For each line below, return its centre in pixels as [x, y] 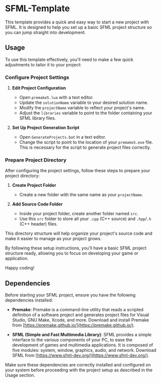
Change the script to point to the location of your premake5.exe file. [86, 142]
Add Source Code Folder [37, 204]
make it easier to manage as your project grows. [53, 239]
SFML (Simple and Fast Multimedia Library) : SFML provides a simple [82, 335]
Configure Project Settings [37, 77]
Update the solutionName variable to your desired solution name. [84, 102]
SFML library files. [37, 118]
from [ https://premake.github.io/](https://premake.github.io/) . [73, 325]
